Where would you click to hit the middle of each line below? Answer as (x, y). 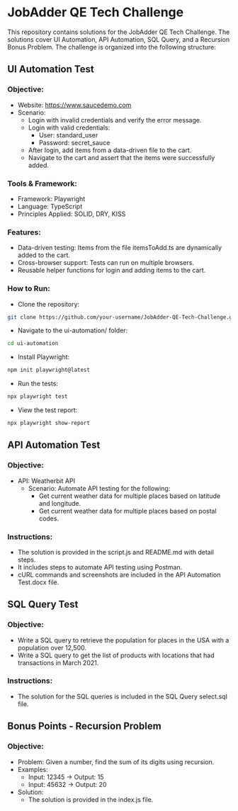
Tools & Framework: (42, 183)
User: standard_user (68, 135)
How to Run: (29, 289)
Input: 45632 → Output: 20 (67, 784)
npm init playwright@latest (49, 370)
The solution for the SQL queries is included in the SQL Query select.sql (123, 696)
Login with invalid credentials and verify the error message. (115, 120)
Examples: (33, 769)
